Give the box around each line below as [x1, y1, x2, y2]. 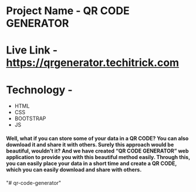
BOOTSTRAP [14, 115, 46, 122]
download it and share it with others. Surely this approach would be [6, 141, 174, 148]
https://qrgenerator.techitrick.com [6, 56, 180, 69]
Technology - [6, 83, 73, 97]
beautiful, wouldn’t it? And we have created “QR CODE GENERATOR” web [6, 147, 189, 154]
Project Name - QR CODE [6, 4, 130, 18]
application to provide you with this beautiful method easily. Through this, [6, 153, 191, 160]
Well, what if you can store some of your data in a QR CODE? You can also [6, 134, 189, 142]
